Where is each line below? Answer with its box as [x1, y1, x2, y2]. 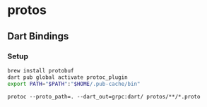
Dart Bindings [7, 30, 69, 42]
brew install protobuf [7, 67, 74, 74]
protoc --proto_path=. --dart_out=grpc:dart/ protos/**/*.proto [7, 93, 201, 100]
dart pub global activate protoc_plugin [7, 73, 129, 81]
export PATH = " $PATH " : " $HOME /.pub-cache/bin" [7, 80, 141, 87]
